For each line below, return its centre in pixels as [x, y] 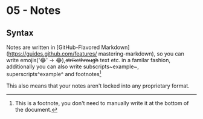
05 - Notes [34, 11]
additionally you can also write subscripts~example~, [72, 66]
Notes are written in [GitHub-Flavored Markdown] [68, 47]
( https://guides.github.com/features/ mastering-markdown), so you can [95, 54]
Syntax [20, 33]
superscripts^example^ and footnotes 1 [54, 73]
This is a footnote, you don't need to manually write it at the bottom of [102, 103]
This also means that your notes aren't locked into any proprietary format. [98, 86]
